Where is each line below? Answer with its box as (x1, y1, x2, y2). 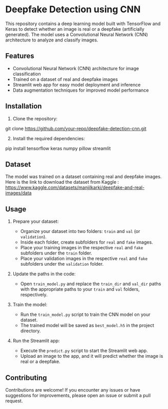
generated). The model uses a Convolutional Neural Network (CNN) (5, 31, 149, 37)
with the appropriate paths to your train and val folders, (20, 286, 140, 292)
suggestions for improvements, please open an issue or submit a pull (5, 393, 151, 398)
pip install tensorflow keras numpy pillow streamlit (5, 145, 111, 152)
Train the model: (12, 302, 48, 308)
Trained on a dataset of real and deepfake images (12, 76, 118, 82)
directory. (20, 328, 41, 334)
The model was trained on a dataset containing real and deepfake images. (5, 174, 162, 180)
